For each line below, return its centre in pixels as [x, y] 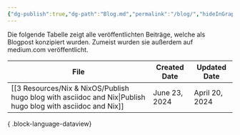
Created [170, 67]
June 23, [168, 92]
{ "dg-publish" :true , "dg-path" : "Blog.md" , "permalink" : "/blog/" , [104, 14]
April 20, [208, 92]
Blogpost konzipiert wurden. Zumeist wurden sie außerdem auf [100, 42]
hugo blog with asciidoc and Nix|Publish [78, 97]
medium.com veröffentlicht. [48, 49]
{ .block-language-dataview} [50, 124]
